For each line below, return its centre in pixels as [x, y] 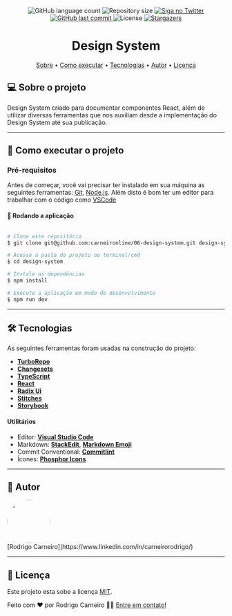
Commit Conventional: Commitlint [66, 452]
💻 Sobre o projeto [47, 87]
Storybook [33, 406]
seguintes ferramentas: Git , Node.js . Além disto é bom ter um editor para [110, 193]
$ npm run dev [28, 299]
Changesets [35, 369]
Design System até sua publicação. [57, 122]
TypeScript [33, 376]
